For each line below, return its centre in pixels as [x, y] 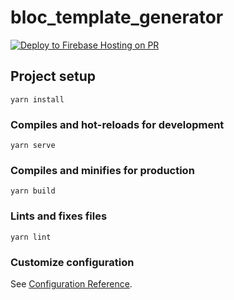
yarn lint [31, 237]
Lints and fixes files [59, 216]
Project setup [53, 76]
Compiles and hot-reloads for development [117, 124]
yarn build [33, 191]
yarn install [37, 99]
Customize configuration [72, 262]
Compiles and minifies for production [102, 170]
